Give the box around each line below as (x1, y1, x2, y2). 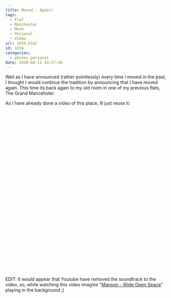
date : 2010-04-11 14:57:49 (5, 60, 63, 65)
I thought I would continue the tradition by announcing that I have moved (5, 79, 158, 86)
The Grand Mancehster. (5, 90, 55, 96)
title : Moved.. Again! (5, 7, 54, 13)
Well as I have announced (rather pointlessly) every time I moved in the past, (5, 74, 166, 80)
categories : (5, 50, 31, 55)
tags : (5, 12, 17, 17)
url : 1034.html (5, 41, 38, 46)
